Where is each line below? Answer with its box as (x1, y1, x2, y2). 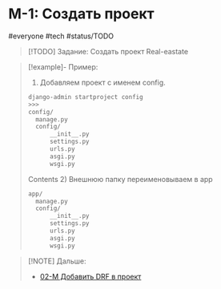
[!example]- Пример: (27, 61, 98, 72)
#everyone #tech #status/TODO (8, 31, 115, 41)
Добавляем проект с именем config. (39, 77, 166, 87)
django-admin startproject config (27, 93, 143, 101)
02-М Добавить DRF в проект (39, 271, 142, 281)
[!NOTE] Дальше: (27, 256, 86, 266)
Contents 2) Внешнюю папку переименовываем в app (27, 174, 214, 184)
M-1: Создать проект (8, 5, 155, 23)
